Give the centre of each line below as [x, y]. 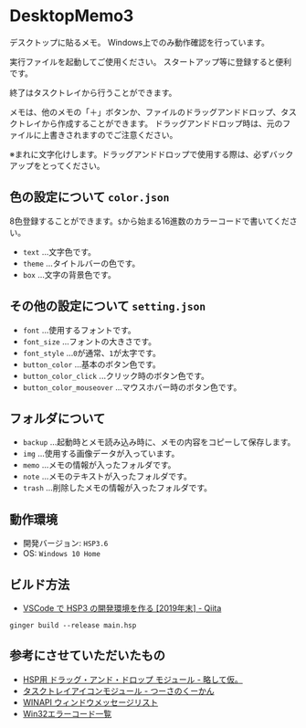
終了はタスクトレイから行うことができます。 [93, 92]
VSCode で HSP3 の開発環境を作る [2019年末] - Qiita [122, 608]
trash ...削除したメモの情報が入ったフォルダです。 [117, 488]
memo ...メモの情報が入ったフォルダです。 [99, 465]
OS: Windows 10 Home [61, 554]
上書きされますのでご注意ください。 [109, 134]
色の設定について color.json [90, 197]
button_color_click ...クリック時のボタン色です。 [116, 375]
